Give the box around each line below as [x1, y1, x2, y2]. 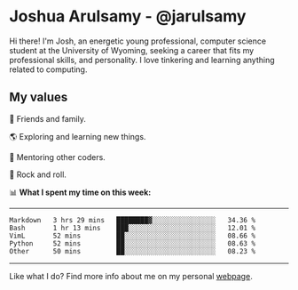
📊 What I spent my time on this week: [9, 187, 152, 197]
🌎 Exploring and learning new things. [9, 131, 146, 141]
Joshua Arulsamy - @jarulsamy [9, 6, 247, 27]
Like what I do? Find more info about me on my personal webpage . [9, 270, 253, 281]
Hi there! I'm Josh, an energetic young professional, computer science [9, 36, 267, 46]
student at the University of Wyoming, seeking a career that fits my [9, 44, 255, 55]
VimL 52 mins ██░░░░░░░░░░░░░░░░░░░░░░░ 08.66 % [9, 231, 255, 240]
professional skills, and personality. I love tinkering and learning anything [9, 54, 275, 65]
